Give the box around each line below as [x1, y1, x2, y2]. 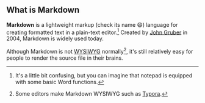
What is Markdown [6, 5, 80, 15]
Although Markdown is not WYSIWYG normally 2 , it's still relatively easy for [6, 47, 193, 55]
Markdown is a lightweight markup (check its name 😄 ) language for [6, 21, 178, 28]
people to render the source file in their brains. [6, 54, 123, 62]
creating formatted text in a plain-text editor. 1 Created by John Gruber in [6, 27, 188, 36]
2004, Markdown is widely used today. [6, 35, 104, 42]
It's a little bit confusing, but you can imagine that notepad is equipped [15, 72, 193, 79]
